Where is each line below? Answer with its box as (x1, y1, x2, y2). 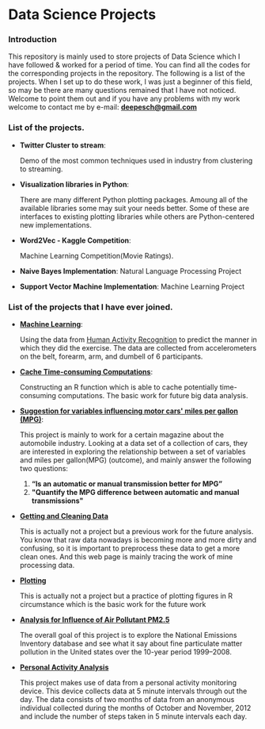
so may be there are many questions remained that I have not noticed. (8, 86, 237, 95)
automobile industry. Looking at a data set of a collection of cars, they (19, 439, 248, 448)
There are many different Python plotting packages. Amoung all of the (19, 194, 248, 204)
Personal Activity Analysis (19, 662, 109, 672)
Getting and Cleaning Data (19, 512, 109, 521)
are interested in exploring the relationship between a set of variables (19, 447, 246, 457)
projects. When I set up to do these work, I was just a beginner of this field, (8, 77, 253, 86)
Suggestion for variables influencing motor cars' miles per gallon (19, 406, 239, 416)
